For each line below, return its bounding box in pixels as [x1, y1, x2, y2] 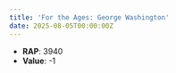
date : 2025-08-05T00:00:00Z [9, 21, 114, 30]
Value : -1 [21, 55, 56, 66]
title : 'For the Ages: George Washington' [9, 12, 170, 22]
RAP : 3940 [21, 45, 63, 56]
